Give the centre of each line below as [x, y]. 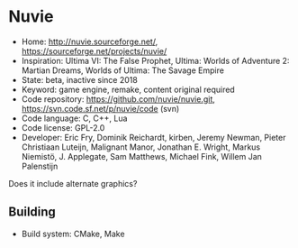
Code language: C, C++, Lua [74, 118]
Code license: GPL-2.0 [63, 127]
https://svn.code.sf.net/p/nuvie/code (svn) [100, 108]
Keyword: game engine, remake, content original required [128, 89]
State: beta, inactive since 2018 [80, 79]
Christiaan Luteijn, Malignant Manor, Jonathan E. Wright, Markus [141, 147]
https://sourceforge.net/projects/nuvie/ [94, 51]
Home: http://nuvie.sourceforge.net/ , [90, 41]
